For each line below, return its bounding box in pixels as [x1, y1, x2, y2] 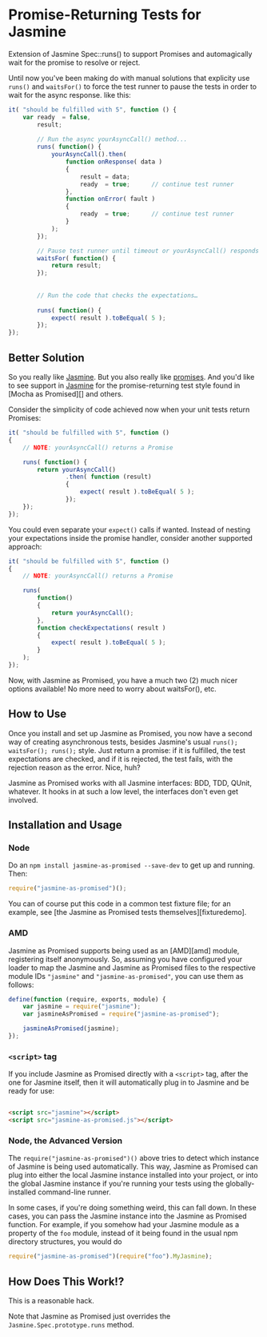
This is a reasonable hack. [8, 1295, 94, 1305]
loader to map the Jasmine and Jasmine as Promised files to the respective [8, 963, 256, 973]
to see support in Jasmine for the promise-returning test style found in [8, 381, 241, 390]
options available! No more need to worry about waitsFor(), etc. [8, 683, 217, 694]
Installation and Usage [8, 819, 122, 832]
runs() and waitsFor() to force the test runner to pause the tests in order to [8, 82, 257, 91]
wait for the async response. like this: [8, 90, 132, 99]
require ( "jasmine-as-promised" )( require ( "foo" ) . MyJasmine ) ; [8, 1252, 213, 1261]
